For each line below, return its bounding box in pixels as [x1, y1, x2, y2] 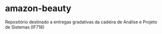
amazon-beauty [5, 3, 72, 14]
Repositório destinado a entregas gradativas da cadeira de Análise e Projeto [5, 19, 157, 25]
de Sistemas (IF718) [5, 24, 45, 30]
